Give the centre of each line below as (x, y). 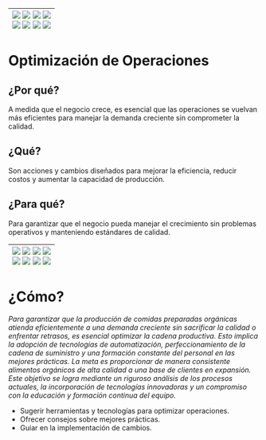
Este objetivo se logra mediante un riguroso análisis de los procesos (121, 378)
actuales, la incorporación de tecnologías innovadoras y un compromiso (128, 386)
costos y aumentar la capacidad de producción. (87, 179)
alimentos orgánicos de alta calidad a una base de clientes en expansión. (130, 370)
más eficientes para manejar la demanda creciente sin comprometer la (124, 118)
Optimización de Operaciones (109, 61)
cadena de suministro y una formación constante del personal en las (121, 353)
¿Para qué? (37, 204)
